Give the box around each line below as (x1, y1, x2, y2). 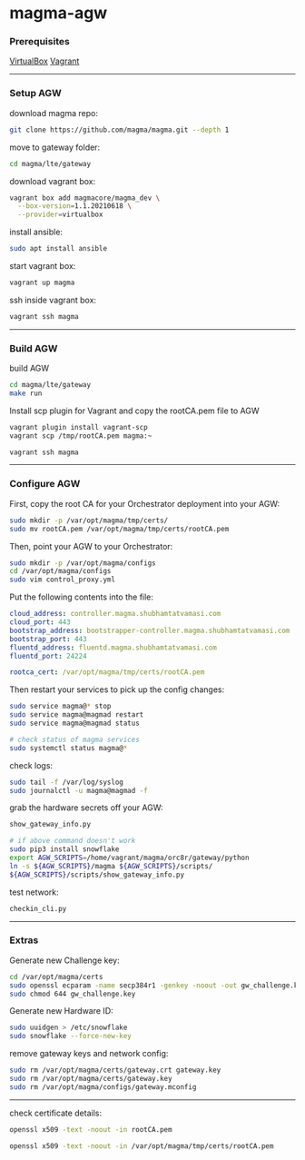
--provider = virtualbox (17, 210, 103, 220)
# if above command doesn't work (9, 837, 136, 846)
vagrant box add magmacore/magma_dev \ (9, 193, 161, 203)
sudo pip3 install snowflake (9, 845, 120, 854)
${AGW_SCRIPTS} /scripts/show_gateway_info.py (9, 870, 184, 879)
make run (9, 389, 43, 398)
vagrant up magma (9, 278, 75, 288)
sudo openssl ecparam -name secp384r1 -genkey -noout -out (9, 980, 238, 990)
